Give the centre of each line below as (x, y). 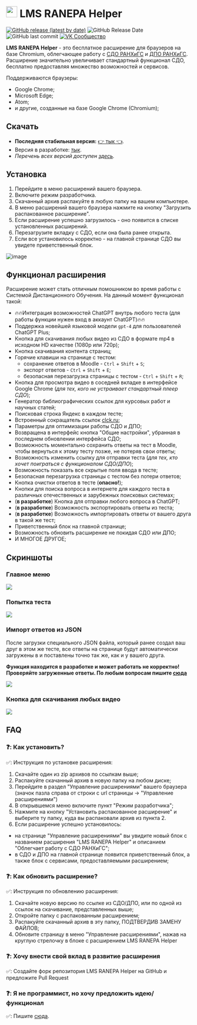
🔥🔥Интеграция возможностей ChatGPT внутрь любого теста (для (97, 313)
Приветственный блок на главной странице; (70, 527)
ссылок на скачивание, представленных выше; (74, 909)
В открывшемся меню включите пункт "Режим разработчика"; (94, 805)
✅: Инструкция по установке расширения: (59, 762)
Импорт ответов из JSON (44, 630)
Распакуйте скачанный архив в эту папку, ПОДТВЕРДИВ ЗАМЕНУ (98, 921)
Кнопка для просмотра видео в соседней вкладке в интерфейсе (96, 382)
